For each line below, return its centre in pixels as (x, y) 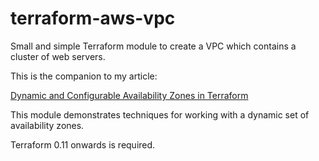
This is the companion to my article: (84, 76)
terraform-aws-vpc (93, 18)
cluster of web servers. (58, 56)
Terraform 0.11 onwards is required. (83, 144)
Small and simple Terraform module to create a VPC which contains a (153, 46)
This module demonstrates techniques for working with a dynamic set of (160, 114)
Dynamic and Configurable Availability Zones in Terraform (129, 95)
